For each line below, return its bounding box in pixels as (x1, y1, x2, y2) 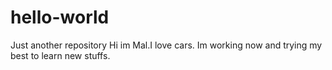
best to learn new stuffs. (10, 49, 111, 61)
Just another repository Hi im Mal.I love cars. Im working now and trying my (10, 39, 323, 51)
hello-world (10, 6, 110, 29)
